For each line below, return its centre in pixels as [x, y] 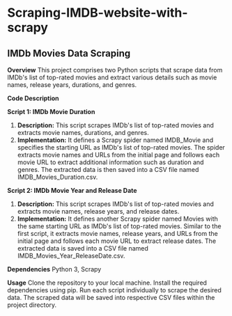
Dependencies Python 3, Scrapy [54, 269]
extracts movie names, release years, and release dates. [98, 211]
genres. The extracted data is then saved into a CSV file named [108, 169]
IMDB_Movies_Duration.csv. [57, 177]
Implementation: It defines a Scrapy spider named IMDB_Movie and [115, 140]
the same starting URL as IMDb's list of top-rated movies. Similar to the [119, 226]
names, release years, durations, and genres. [72, 85]
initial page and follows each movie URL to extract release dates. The [117, 241]
